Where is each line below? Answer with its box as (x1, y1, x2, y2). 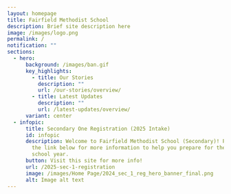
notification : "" (7, 42, 57, 49)
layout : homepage (7, 10, 57, 17)
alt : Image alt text (25, 176, 85, 183)
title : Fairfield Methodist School (7, 17, 109, 23)
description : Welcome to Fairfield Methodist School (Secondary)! (25, 138, 220, 145)
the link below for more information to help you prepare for (32, 144, 214, 151)
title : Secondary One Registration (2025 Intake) (25, 125, 170, 132)
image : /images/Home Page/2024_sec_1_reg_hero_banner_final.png (25, 170, 214, 177)
